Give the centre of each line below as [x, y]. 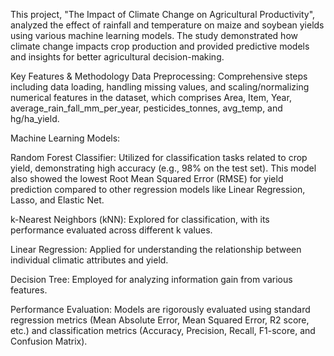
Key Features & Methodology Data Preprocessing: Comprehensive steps [159, 76]
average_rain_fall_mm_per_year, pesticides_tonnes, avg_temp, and [146, 108]
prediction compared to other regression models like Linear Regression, [158, 189]
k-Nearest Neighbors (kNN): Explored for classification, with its [140, 219]
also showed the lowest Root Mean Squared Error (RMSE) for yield [147, 178]
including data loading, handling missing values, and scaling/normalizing [160, 87]
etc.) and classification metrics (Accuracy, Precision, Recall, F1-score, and [163, 330]
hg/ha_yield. [35, 118]
